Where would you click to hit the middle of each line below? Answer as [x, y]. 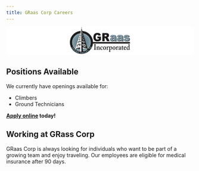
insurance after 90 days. [36, 161]
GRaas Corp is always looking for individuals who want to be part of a [91, 148]
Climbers [26, 98]
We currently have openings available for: [57, 86]
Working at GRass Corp [51, 134]
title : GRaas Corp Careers [40, 13]
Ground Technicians [39, 104]
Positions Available [42, 72]
